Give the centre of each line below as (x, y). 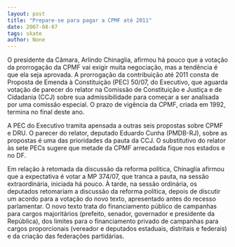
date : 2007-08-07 (33, 27)
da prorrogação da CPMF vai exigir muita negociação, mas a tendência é (113, 67)
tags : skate (25, 33)
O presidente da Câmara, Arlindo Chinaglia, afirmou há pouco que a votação (117, 60)
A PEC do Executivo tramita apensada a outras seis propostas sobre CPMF (115, 126)
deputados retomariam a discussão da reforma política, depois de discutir (114, 192)
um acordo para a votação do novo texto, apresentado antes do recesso (112, 199)
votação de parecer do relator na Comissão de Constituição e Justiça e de (115, 90)
